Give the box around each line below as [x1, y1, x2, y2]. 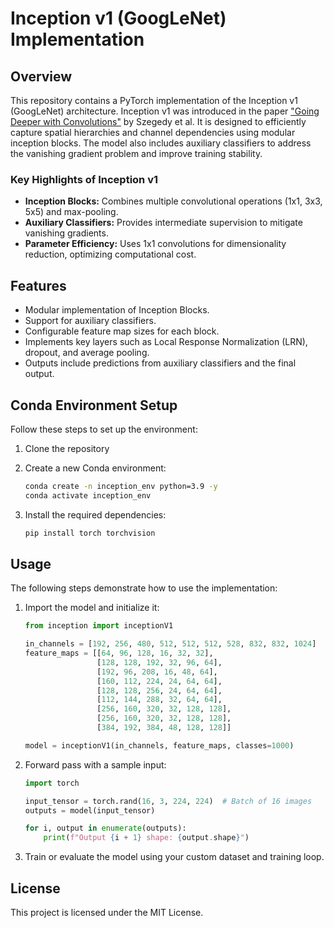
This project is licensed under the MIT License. [10, 907, 204, 919]
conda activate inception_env [24, 490, 152, 501]
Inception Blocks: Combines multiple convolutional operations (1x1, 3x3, [24, 195, 323, 207]
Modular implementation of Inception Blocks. [24, 304, 210, 316]
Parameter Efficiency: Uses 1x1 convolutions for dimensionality [24, 238, 287, 250]
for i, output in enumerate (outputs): [24, 823, 187, 834]
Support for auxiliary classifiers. [24, 315, 157, 327]
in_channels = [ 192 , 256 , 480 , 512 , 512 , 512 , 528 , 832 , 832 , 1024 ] [24, 639, 317, 649]
